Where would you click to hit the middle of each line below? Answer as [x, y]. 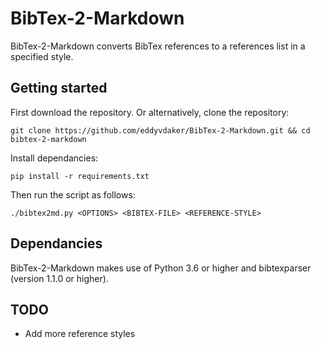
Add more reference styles [80, 334]
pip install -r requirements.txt [80, 176]
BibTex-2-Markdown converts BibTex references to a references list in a [158, 46]
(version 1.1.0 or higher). [59, 278]
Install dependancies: [54, 158]
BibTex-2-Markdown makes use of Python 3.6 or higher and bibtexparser [161, 268]
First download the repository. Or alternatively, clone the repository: [150, 112]
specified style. [42, 56]
